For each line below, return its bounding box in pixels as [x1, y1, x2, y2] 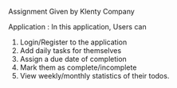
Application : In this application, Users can [8, 22, 147, 31]
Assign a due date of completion [19, 55, 128, 63]
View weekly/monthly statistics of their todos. [19, 71, 170, 80]
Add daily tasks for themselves [19, 46, 122, 55]
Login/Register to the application [19, 37, 128, 47]
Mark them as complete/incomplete [19, 63, 137, 72]
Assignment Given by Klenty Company [8, 7, 136, 16]
